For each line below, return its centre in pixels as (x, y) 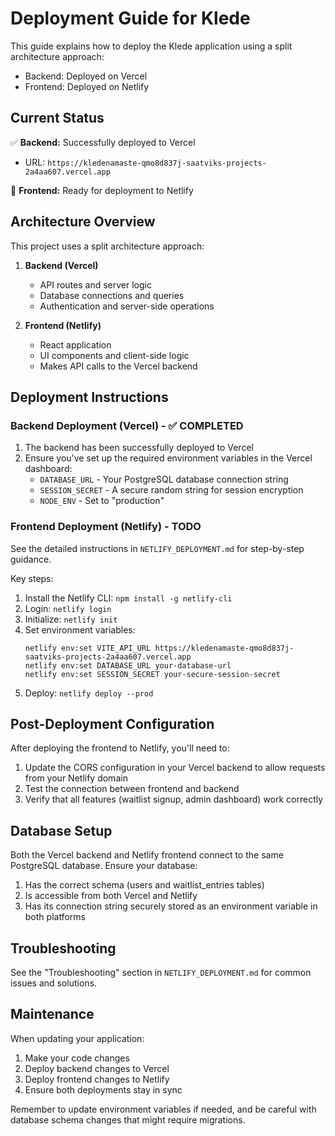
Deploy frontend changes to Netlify (97, 1079)
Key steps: (32, 578)
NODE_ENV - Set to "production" (102, 501)
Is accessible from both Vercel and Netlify (111, 896)
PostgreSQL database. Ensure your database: (104, 866)
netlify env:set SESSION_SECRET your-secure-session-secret (152, 674)
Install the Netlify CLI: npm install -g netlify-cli (128, 598)
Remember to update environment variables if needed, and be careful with (163, 1109)
